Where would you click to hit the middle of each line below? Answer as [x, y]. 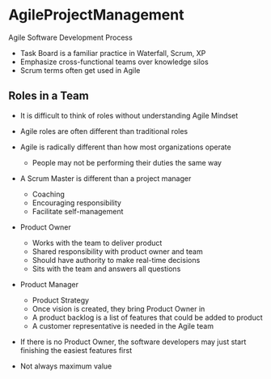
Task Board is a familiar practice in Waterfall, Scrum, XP [113, 53]
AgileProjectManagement [96, 15]
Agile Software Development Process [71, 37]
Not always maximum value [66, 366]
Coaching [48, 194]
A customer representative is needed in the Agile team [123, 325]
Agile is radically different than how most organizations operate [126, 147]
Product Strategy [61, 300]
